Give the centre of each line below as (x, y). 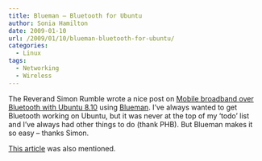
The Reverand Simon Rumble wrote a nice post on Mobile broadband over (131, 98)
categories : (28, 46)
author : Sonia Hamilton (48, 23)
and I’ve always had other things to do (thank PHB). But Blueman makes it (131, 124)
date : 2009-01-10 (37, 31)
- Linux (29, 53)
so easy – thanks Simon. (49, 133)
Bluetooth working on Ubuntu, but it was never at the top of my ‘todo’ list (129, 116)
